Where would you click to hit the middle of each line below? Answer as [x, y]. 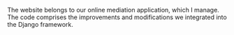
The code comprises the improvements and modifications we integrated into [117, 17]
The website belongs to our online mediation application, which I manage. [114, 10]
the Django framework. [40, 24]
